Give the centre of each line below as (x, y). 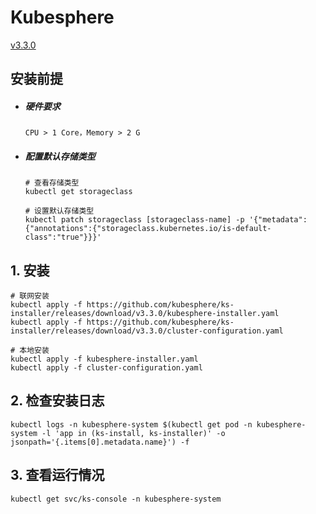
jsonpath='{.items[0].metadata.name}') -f (100, 442)
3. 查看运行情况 (57, 475)
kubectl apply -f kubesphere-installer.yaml (104, 359)
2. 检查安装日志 (57, 401)
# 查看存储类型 (52, 183)
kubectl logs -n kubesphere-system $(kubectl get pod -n (131, 424)
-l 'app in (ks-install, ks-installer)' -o (133, 433)
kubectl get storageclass (78, 192)
